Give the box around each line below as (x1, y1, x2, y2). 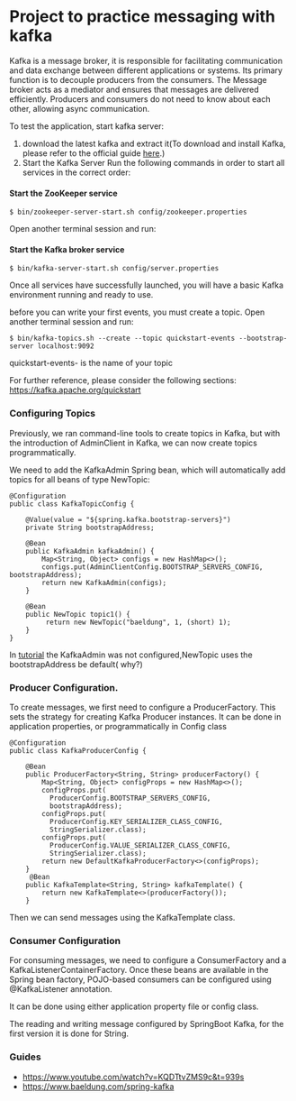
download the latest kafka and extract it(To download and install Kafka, (22, 138, 286, 149)
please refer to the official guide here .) (22, 147, 166, 159)
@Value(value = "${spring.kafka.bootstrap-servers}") (25, 515, 231, 524)
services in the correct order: (22, 167, 131, 178)
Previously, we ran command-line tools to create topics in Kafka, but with (9, 427, 281, 438)
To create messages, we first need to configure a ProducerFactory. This (9, 702, 276, 712)
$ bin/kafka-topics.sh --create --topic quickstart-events (9, 334, 236, 344)
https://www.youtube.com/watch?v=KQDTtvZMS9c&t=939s (22, 1071, 245, 1082)
